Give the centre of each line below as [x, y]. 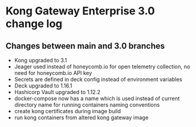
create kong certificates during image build [67, 111]
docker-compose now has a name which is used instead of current [97, 98]
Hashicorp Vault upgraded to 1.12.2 [57, 92]
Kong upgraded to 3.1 [40, 60]
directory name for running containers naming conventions [87, 105]
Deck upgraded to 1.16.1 [43, 86]
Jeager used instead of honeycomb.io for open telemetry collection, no [102, 66]
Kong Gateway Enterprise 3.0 [80, 11]
